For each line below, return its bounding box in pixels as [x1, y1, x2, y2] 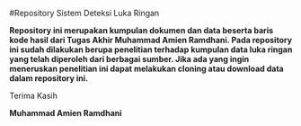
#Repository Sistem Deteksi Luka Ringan [9, 8, 160, 18]
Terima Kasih [9, 90, 58, 101]
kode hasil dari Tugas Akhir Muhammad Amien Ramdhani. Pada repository [9, 35, 293, 45]
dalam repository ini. [9, 73, 88, 84]
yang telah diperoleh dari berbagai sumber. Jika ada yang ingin [9, 54, 250, 64]
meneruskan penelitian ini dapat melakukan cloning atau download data [9, 63, 285, 74]
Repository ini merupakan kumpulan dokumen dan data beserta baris [9, 25, 274, 35]
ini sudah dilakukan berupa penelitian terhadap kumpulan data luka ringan [9, 44, 293, 55]
